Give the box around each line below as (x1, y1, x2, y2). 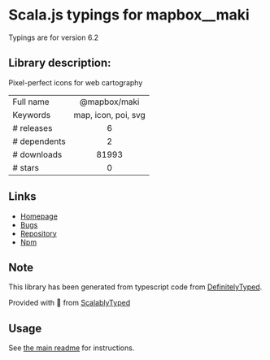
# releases (12, 122, 53, 133)
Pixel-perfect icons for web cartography (8, 77, 143, 87)
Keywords (12, 109, 51, 120)
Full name (12, 96, 50, 107)
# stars (12, 162, 39, 173)
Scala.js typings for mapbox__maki (8, 6, 250, 24)
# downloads (12, 149, 63, 160)
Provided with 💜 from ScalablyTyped (8, 298, 131, 308)
